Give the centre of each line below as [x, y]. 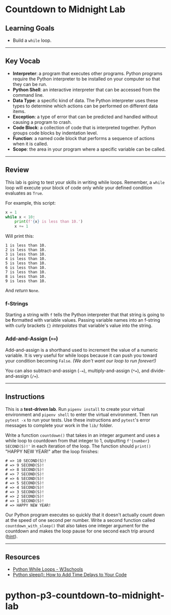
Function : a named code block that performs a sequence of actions [84, 138]
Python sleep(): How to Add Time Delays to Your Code [70, 575]
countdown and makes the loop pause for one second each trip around [80, 531]
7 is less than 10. [26, 272]
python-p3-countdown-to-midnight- [85, 595]
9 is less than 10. [26, 281]
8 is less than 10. [26, 277]
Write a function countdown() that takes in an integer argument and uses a [82, 435]
